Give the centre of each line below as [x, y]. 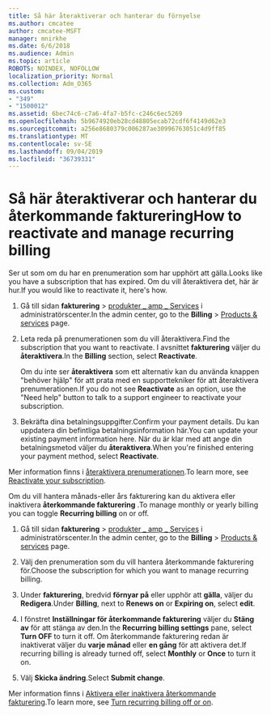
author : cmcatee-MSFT [45, 31]
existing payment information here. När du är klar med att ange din [131, 439]
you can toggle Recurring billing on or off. [79, 513]
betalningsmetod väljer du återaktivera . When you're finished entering [137, 448]
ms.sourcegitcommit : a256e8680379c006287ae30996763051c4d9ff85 [117, 129]
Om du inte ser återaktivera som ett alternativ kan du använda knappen [140, 372]
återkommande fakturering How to [125, 216]
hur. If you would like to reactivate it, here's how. [88, 290]
